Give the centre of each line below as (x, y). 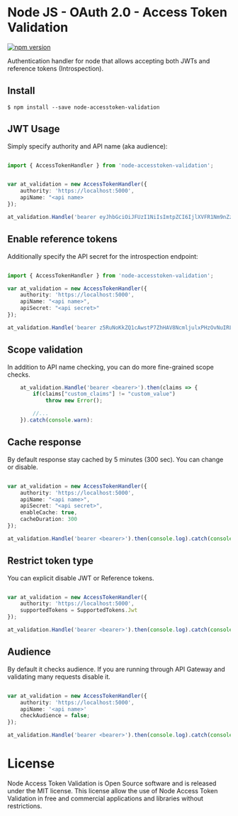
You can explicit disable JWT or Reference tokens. (81, 578)
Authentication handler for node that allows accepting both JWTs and (109, 60)
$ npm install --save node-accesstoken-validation (84, 107)
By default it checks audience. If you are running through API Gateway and (116, 669)
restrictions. (25, 806)
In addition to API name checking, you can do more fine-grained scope (110, 367)
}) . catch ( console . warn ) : (57, 420)
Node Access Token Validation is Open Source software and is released (112, 783)
